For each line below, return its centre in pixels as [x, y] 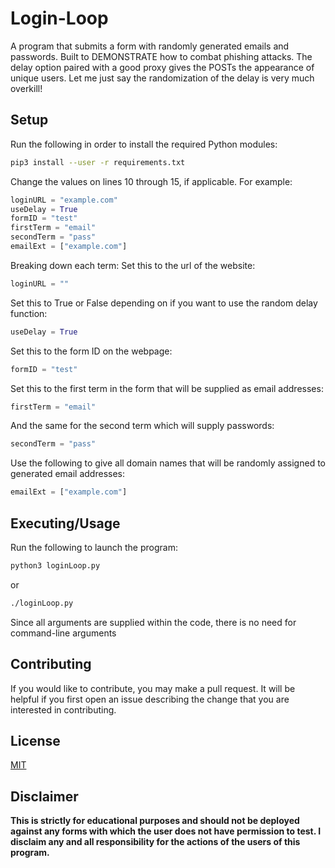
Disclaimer [44, 796]
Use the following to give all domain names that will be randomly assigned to [168, 463]
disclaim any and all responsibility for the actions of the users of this [155, 842]
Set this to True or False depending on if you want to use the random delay [164, 303]
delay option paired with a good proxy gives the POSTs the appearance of [162, 67]
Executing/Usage [65, 523]
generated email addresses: [68, 474]
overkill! [26, 88]
